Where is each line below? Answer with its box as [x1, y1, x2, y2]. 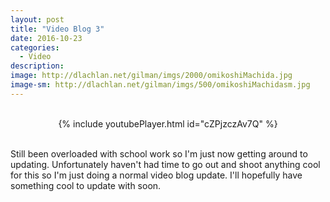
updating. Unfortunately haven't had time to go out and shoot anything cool [10, 158, 321, 170]
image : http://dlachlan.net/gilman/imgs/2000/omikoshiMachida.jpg [10, 71, 293, 81]
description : [10, 61, 65, 71]
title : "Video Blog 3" [10, 24, 105, 34]
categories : [10, 42, 60, 53]
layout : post [10, 14, 65, 25]
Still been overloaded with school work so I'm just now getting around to [10, 147, 308, 160]
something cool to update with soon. [10, 179, 162, 191]
